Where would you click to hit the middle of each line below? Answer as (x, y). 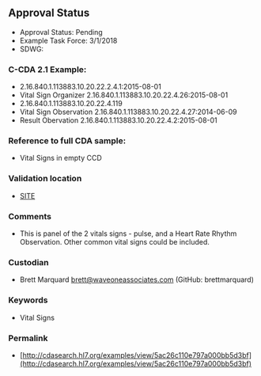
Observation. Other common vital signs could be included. (114, 242)
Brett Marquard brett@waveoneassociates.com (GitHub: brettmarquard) (137, 279)
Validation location (45, 179)
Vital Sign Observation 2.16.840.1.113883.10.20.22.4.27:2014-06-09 (128, 112)
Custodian (28, 262)
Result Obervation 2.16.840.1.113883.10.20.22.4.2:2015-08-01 (118, 120)
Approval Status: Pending (61, 32)
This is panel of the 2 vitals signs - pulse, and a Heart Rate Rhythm (128, 234)
